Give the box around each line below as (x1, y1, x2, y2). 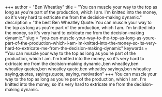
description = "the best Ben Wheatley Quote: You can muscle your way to (5, 19, 152, 25)
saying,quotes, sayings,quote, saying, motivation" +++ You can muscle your (5, 71, 157, 77)
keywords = (124, 46, 148, 51)
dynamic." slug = (5, 35, 39, 41)
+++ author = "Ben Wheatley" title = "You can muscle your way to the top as (5, 4, 158, 10)
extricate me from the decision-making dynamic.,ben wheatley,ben (5, 61, 139, 66)
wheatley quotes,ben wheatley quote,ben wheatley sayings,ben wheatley (5, 66, 151, 72)
